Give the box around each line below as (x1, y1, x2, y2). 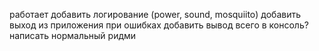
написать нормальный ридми (9, 30, 137, 41)
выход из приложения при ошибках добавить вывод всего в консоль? (9, 19, 309, 31)
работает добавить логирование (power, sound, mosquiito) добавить (9, 9, 302, 20)
